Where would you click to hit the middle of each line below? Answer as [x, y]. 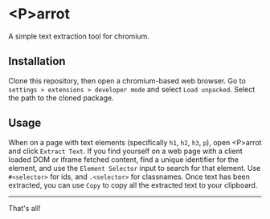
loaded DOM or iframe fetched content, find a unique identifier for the [124, 159]
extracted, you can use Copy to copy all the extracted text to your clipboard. [133, 185]
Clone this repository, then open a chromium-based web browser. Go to [127, 80]
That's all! [25, 208]
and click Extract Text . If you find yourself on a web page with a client [125, 151]
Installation [37, 61]
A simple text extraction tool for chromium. [79, 36]
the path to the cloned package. [61, 98]
